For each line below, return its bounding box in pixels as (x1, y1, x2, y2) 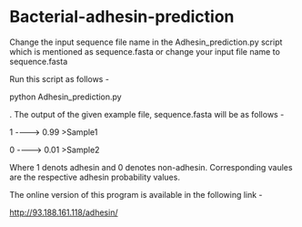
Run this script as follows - (9, 73, 109, 84)
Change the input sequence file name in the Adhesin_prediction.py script (9, 36, 283, 47)
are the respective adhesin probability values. (9, 171, 180, 182)
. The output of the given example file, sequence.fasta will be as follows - (9, 108, 285, 119)
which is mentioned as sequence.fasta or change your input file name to (9, 46, 280, 57)
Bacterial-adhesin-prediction (9, 6, 235, 27)
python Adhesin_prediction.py (9, 91, 122, 102)
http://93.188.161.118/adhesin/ (9, 207, 118, 218)
